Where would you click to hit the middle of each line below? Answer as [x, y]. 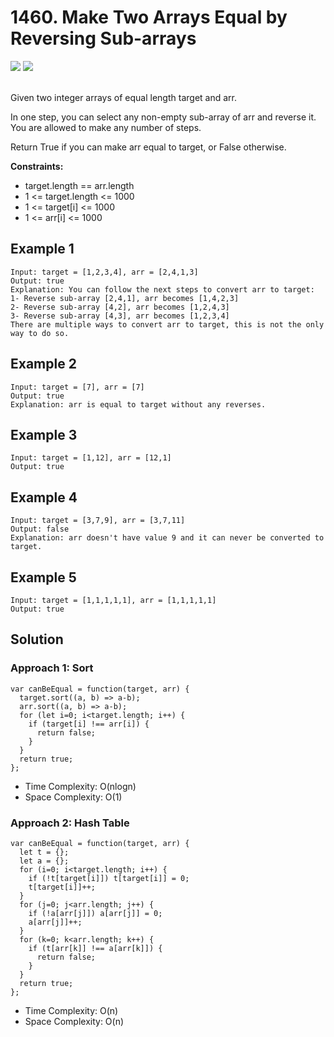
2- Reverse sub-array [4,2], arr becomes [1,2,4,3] [120, 307]
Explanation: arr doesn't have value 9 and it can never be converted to [167, 538]
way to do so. [40, 333]
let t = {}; [44, 852]
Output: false [40, 529]
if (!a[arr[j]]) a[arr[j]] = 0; [95, 913]
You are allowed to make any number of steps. [106, 127]
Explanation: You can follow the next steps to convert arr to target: [162, 289]
